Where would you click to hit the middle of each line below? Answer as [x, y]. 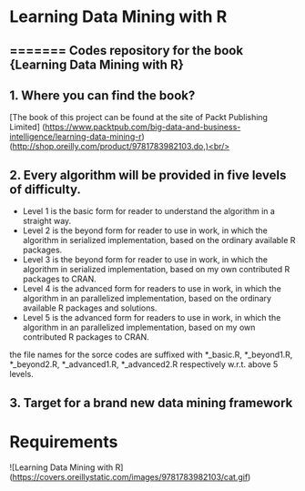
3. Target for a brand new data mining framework [151, 403]
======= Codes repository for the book [127, 51]
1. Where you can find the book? [102, 95]
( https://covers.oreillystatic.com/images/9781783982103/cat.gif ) [130, 476]
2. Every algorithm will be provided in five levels [148, 175]
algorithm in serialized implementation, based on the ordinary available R [159, 240]
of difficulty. [46, 189]
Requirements [64, 441]
